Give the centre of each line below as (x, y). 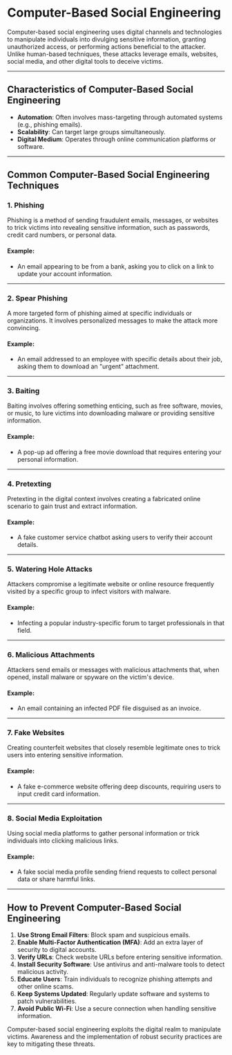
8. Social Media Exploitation (55, 818)
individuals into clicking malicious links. (63, 840)
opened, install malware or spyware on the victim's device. (91, 677)
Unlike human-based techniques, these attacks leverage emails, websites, (113, 54)
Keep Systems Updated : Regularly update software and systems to (113, 993)
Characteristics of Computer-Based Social (100, 90)
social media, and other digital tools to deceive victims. (85, 61)
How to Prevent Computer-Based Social (94, 907)
